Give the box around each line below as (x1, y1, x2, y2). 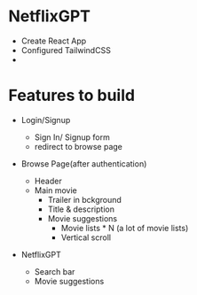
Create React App (20, 35, 87, 46)
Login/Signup (20, 114, 71, 125)
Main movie (34, 184, 77, 196)
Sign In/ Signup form (34, 131, 110, 143)
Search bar (34, 266, 75, 276)
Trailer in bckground (47, 194, 122, 205)
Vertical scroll (60, 232, 112, 243)
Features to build (8, 86, 135, 105)
